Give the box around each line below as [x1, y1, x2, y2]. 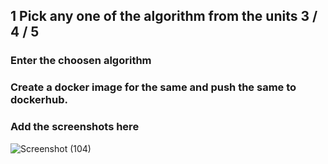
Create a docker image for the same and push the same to [10, 80, 297, 94]
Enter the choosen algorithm [10, 54, 152, 68]
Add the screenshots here [10, 120, 140, 134]
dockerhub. [10, 93, 68, 107]
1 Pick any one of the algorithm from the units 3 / [10, 8, 318, 25]
